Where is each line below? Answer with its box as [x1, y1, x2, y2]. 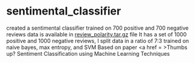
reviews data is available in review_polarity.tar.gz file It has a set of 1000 [6, 30, 187, 38]
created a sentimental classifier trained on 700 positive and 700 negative [6, 24, 189, 31]
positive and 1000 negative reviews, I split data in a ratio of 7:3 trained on [6, 37, 190, 44]
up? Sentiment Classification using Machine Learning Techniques [6, 50, 170, 57]
